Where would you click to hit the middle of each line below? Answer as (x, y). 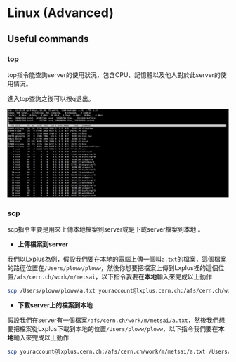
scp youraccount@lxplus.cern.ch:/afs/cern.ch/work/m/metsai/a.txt (106, 352)
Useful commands (48, 39)
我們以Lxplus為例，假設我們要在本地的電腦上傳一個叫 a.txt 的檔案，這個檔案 (117, 259)
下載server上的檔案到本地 (55, 305)
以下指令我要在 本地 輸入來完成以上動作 (157, 277)
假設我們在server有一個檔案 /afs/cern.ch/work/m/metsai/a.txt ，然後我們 (113, 320)
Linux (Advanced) (60, 13)
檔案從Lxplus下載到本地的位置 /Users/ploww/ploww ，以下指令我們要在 (119, 329)
